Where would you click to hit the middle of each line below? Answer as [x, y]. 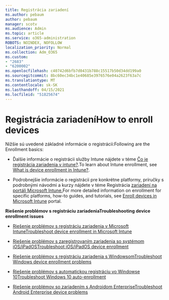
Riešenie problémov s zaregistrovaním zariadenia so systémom [78, 241]
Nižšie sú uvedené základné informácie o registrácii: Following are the [78, 144]
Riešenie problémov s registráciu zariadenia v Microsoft [71, 226]
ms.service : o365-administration [40, 38]
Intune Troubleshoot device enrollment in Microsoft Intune [72, 232]
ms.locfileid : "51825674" [32, 94]
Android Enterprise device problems [50, 292]
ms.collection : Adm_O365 [31, 52]
